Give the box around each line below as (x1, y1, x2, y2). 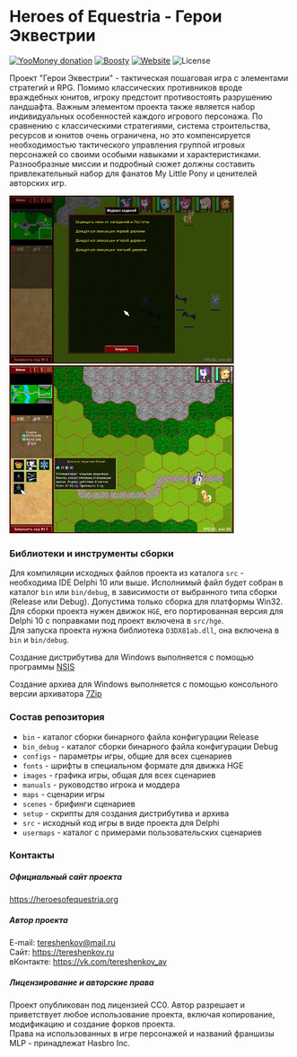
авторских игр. (9, 177, 67, 188)
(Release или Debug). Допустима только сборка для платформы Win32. (9, 596, 284, 608)
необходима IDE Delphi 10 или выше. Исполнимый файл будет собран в (9, 577, 284, 588)
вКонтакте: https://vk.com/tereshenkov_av (9, 956, 168, 967)
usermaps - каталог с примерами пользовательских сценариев (22, 827, 262, 838)
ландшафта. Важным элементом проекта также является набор (9, 101, 256, 111)
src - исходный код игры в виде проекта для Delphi (22, 817, 220, 828)
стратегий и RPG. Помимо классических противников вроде (9, 82, 243, 93)
